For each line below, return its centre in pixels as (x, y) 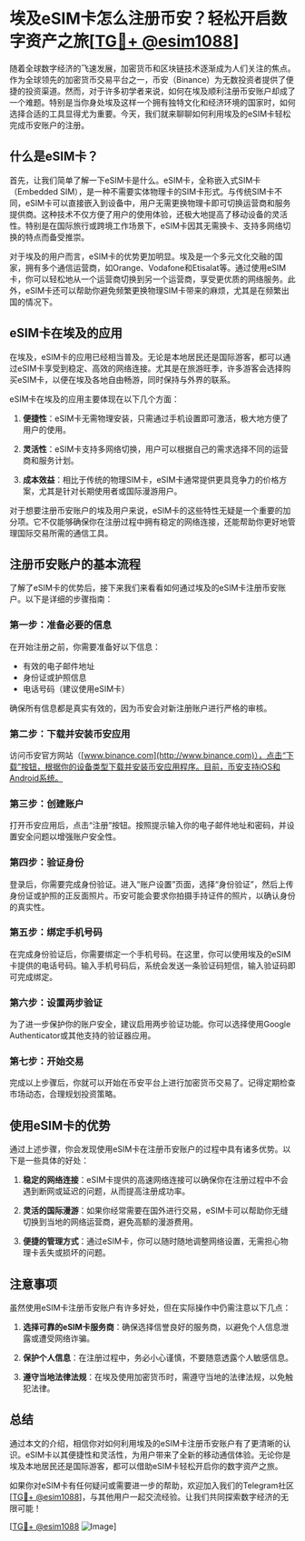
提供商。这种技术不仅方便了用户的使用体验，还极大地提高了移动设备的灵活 (148, 214)
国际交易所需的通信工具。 (65, 533)
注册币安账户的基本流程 (75, 564)
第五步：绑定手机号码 (56, 933)
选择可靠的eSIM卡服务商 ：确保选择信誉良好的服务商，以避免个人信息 (152, 1327)
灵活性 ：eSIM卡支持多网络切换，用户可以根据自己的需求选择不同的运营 (155, 449)
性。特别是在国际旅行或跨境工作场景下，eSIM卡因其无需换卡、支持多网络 (146, 225)
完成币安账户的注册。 (49, 125)
